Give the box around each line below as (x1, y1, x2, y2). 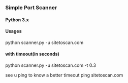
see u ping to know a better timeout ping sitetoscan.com (5, 72, 123, 78)
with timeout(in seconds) (5, 51, 60, 57)
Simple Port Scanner (5, 4, 57, 11)
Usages (5, 28, 22, 34)
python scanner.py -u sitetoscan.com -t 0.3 (5, 62, 97, 68)
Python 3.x (5, 17, 29, 23)
